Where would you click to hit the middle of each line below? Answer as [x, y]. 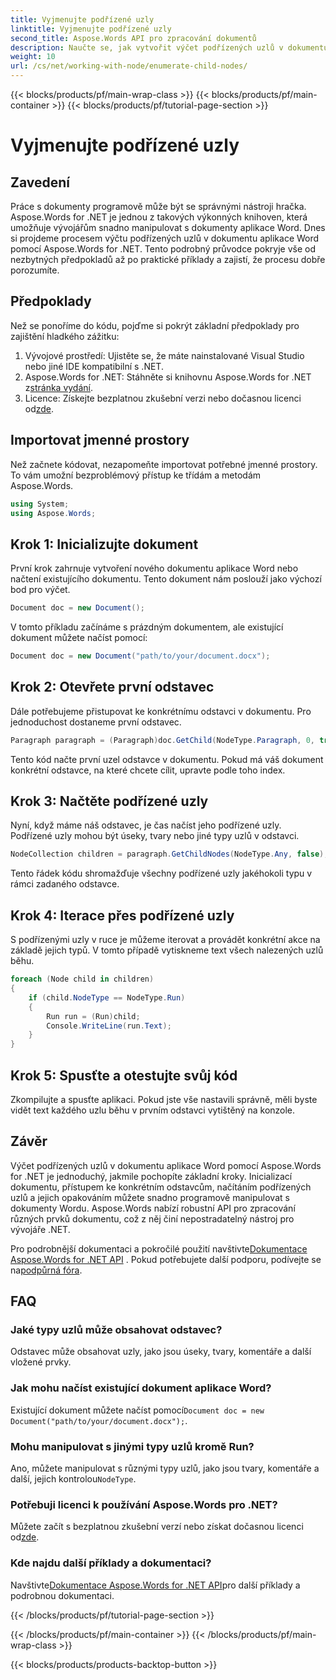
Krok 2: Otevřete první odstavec [112, 687]
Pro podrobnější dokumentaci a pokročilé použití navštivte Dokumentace [159, 1248]
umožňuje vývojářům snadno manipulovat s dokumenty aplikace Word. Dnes [168, 227]
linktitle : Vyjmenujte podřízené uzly [91, 29]
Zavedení [40, 182]
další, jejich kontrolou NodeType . [73, 1479]
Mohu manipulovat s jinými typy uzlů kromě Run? [132, 1446]
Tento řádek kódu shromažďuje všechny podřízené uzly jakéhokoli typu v [161, 873]
